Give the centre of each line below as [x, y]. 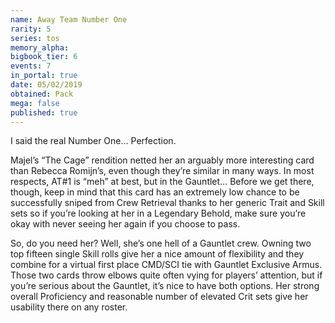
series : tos [35, 38]
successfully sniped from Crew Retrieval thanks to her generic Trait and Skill [167, 203]
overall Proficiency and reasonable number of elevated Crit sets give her [159, 297]
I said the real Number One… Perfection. [93, 141]
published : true [44, 112]
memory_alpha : [40, 47]
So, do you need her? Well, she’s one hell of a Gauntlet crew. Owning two [161, 243]
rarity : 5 [31, 29]
